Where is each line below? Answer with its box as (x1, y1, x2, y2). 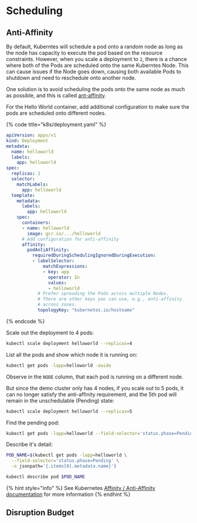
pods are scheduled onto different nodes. (6, 110, 107, 116)
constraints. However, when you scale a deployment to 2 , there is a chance (6, 56, 188, 62)
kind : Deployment (6, 138, 49, 143)
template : (11, 192, 35, 198)
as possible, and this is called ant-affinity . (6, 92, 107, 99)
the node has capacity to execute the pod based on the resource (6, 49, 163, 56)
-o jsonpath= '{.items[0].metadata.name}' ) (11, 463, 117, 470)
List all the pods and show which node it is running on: (6, 351, 138, 358)
